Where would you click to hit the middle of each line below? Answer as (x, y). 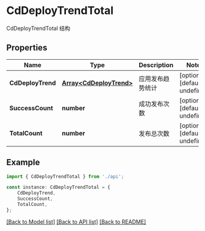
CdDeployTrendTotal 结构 (38, 28)
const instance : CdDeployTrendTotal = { (59, 187)
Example (23, 162)
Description (156, 65)
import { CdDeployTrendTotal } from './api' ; (65, 176)
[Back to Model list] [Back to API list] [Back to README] (76, 222)
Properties (27, 48)
